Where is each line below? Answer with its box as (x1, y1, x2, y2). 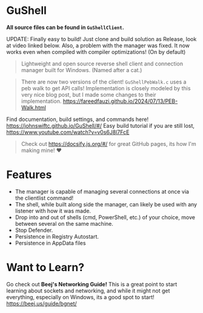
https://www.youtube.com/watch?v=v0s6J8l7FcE (6, 128, 130, 136)
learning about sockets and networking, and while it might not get (6, 287, 170, 294)
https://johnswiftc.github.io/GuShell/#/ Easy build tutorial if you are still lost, (6, 122, 195, 129)
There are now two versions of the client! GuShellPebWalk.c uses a (21, 78, 187, 85)
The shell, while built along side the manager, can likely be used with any (15, 200, 198, 208)
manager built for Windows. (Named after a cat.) (21, 66, 142, 73)
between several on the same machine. (15, 220, 113, 227)
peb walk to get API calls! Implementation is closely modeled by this (21, 84, 191, 91)
